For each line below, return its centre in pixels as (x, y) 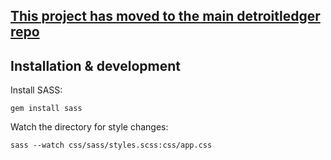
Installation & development (96, 65)
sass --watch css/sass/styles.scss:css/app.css (111, 145)
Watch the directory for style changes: (89, 127)
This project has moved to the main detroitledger (165, 16)
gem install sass (46, 109)
